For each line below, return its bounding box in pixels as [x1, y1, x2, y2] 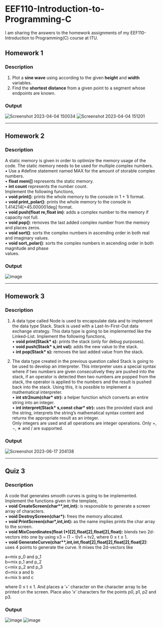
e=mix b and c [5, 574, 34, 580]
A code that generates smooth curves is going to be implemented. [5, 492, 137, 498]
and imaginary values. [5, 235, 49, 241]
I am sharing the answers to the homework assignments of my [5, 30, 130, 35]
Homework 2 [5, 132, 45, 140]
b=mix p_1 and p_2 [5, 559, 42, 564]
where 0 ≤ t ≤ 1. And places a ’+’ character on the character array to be [5, 584, 147, 590]
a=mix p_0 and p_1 [5, 554, 42, 560]
